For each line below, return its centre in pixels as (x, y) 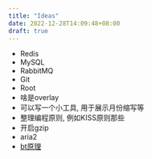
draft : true (28, 31)
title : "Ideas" (34, 16)
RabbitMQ (37, 71)
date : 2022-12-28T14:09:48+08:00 (64, 23)
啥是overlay (39, 98)
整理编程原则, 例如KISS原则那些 (72, 118)
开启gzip (35, 128)
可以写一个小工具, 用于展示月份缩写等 (82, 108)
